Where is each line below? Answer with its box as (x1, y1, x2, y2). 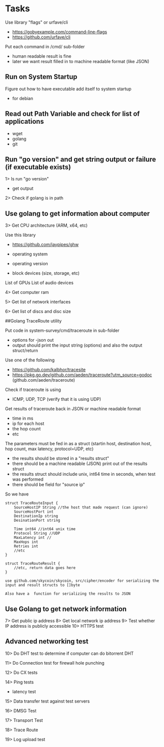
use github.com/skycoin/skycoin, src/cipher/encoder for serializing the (5, 578, 160, 583)
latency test (12, 688, 36, 694)
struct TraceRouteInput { (5, 501, 58, 506)
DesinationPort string (14, 518, 60, 523)
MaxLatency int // (14, 535, 52, 540)
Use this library (5, 232, 36, 238)
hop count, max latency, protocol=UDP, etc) (5, 446, 94, 452)
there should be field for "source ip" (12, 482, 85, 488)
